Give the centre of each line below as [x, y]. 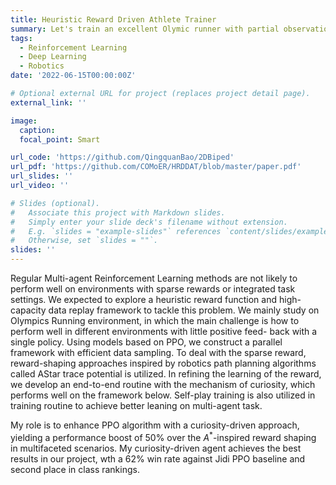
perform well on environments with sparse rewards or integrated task [153, 289]
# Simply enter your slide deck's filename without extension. [149, 222]
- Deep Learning [53, 57]
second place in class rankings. [75, 469]
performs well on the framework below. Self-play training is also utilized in [163, 395]
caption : [37, 130]
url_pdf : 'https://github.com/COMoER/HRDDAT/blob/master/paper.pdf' [156, 167]
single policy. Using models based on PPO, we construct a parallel [146, 342]
